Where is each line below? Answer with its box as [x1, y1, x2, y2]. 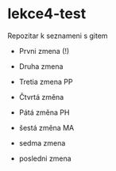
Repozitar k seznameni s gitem [7, 31, 108, 40]
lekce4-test [7, 5, 87, 23]
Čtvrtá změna [18, 92, 64, 101]
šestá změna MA [18, 123, 75, 132]
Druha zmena [18, 61, 64, 71]
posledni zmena [18, 154, 72, 163]
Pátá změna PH [18, 108, 70, 117]
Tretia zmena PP [18, 77, 73, 86]
